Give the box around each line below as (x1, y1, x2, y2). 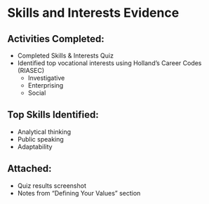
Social (27, 89, 46, 97)
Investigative (27, 74, 65, 82)
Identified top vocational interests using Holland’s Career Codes (17, 59, 202, 67)
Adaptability (17, 142, 53, 151)
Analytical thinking (17, 128, 72, 136)
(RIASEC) (17, 67, 45, 74)
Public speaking (17, 135, 65, 143)
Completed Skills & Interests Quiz (17, 51, 114, 60)
